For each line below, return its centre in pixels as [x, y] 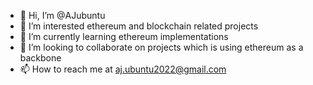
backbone [40, 58]
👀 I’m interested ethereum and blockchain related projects [139, 26]
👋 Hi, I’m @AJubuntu [62, 15]
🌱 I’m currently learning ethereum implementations [124, 36]
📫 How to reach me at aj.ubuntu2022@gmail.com [123, 69]
